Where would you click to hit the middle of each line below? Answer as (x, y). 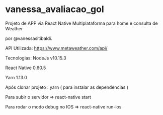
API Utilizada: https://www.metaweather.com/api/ (56, 48)
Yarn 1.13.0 (16, 77)
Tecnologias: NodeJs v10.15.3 (36, 58)
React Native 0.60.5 (26, 68)
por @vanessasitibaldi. (29, 38)
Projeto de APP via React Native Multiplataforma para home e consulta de (81, 23)
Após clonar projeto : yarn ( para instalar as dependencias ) (67, 87)
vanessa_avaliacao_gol (55, 9)
